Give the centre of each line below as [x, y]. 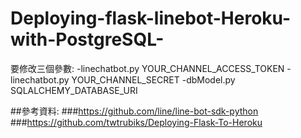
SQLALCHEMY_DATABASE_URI [74, 90]
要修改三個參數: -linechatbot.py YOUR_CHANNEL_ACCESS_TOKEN [147, 68]
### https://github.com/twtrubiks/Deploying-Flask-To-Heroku [136, 122]
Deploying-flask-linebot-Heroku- [151, 18]
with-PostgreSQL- [87, 39]
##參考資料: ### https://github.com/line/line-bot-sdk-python [134, 111]
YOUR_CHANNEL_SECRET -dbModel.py [153, 79]
